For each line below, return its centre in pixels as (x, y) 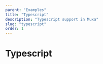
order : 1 (14, 29)
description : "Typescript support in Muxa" (52, 19)
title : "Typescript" (27, 15)
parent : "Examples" (26, 10)
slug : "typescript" (26, 24)
